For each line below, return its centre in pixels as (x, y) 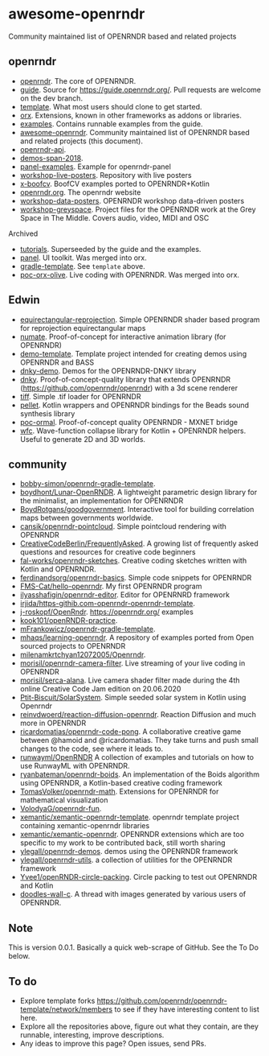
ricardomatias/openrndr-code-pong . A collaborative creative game (130, 732)
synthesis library (47, 413)
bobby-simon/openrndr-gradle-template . (88, 484)
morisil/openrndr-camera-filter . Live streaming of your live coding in (132, 663)
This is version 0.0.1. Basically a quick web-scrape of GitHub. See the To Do (134, 947)
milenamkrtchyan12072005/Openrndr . (83, 655)
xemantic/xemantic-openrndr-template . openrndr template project (129, 817)
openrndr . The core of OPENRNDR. (78, 80)
